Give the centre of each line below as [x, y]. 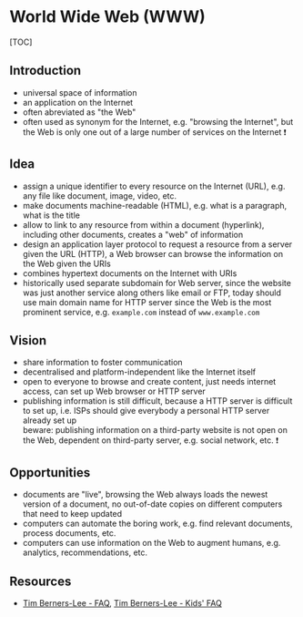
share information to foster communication [103, 363]
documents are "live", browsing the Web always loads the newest [145, 495]
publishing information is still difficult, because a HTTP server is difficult [157, 401]
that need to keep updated [72, 514]
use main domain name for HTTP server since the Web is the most [147, 302]
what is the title [51, 215]
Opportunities [50, 473]
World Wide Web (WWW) [108, 17]
